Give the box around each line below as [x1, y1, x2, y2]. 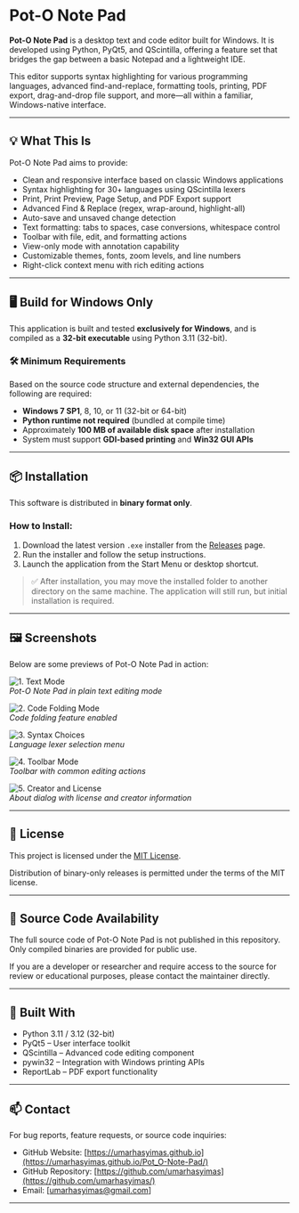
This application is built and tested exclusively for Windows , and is [9, 322, 256, 334]
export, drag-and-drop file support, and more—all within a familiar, [9, 90, 254, 101]
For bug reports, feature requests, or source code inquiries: [9, 1130, 227, 1141]
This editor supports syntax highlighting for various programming [9, 70, 248, 81]
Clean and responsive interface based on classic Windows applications [21, 175, 284, 185]
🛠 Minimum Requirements [9, 355, 126, 368]
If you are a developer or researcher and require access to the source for [9, 961, 278, 972]
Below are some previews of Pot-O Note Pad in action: [9, 658, 209, 669]
